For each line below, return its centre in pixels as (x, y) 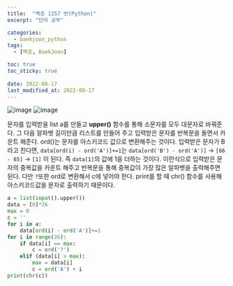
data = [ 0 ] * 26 (28, 205)
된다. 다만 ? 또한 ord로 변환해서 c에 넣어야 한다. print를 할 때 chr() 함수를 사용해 (115, 176)
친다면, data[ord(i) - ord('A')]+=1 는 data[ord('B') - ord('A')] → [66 (122, 151)
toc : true (22, 65)
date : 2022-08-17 (32, 84)
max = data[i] (53, 263)
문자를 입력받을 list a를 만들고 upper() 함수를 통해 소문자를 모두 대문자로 (105, 124)
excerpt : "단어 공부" (35, 20)
